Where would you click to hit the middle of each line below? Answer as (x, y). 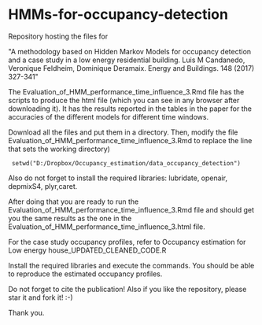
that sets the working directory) (59, 149)
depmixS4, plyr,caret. (43, 186)
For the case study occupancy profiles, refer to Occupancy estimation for (127, 242)
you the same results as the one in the (70, 218)
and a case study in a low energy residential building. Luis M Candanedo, (127, 60)
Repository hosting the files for (58, 36)
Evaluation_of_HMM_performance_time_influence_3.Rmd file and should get (131, 209)
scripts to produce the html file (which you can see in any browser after (124, 100)
